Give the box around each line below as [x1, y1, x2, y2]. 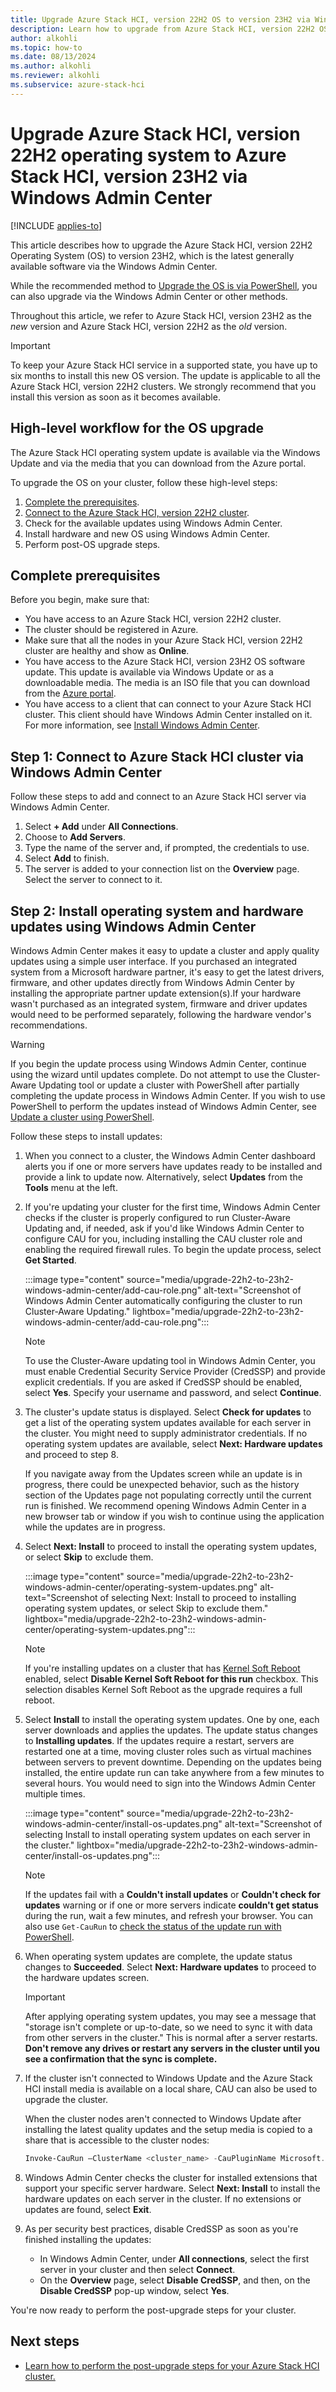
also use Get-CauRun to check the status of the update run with [24, 1920, 282, 1932]
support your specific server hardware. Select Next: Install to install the [24, 2182, 321, 2194]
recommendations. [10, 1019, 88, 1031]
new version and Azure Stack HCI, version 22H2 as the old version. [10, 320, 288, 332]
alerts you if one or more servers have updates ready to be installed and [24, 1160, 323, 1172]
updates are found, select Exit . [24, 2203, 152, 2215]
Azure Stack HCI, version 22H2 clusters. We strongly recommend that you [10, 380, 317, 392]
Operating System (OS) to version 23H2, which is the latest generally [10, 249, 295, 261]
